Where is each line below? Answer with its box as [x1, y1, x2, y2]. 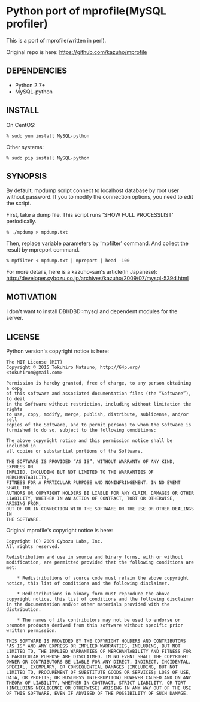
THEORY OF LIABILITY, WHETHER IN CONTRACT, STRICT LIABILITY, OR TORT [6, 680, 186, 686]
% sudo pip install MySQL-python [6, 155, 90, 161]
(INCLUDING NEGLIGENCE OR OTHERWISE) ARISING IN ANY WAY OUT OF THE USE [6, 685, 192, 691]
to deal [6, 396, 26, 402]
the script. [6, 199, 32, 207]
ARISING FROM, [6, 501, 42, 507]
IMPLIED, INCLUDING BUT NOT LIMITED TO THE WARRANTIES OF [6, 469, 154, 475]
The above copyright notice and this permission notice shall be [6, 438, 172, 444]
